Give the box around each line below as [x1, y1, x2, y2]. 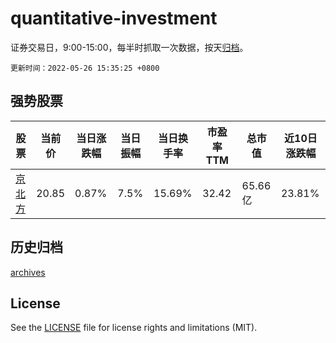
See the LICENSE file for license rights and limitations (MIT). [10, 322, 258, 334]
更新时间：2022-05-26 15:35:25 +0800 [10, 63, 160, 73]
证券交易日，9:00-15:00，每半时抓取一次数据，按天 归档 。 [10, 41, 249, 53]
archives [10, 266, 46, 278]
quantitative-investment [10, 7, 218, 30]
